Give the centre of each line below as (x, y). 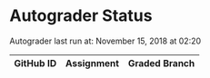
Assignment (92, 63)
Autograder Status (81, 16)
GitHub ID (35, 63)
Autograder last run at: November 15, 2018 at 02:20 (105, 41)
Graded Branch (161, 63)
